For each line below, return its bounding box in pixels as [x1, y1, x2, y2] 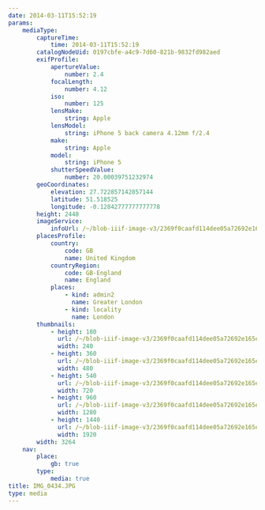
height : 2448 [36, 210, 80, 218]
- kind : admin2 [64, 291, 114, 299]
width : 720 [58, 387, 93, 395]
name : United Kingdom [64, 254, 136, 262]
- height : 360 [50, 349, 97, 358]
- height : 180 [50, 327, 97, 336]
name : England [64, 276, 111, 285]
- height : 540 [50, 372, 97, 380]
